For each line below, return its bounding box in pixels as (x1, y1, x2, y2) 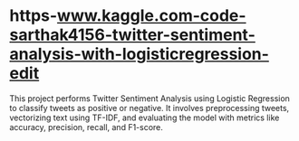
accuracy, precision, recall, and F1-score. (9, 121, 163, 132)
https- (9, 5, 58, 26)
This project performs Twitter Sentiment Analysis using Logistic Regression (9, 92, 290, 104)
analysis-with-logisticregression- (9, 44, 270, 64)
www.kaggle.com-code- (57, 5, 246, 26)
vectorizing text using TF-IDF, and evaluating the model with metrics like (9, 112, 280, 123)
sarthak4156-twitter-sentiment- (9, 24, 256, 45)
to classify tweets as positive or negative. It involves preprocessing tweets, (9, 102, 290, 113)
